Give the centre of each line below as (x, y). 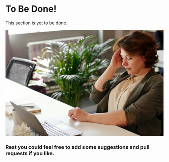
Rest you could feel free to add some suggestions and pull (77, 147)
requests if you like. (30, 153)
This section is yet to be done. (36, 23)
